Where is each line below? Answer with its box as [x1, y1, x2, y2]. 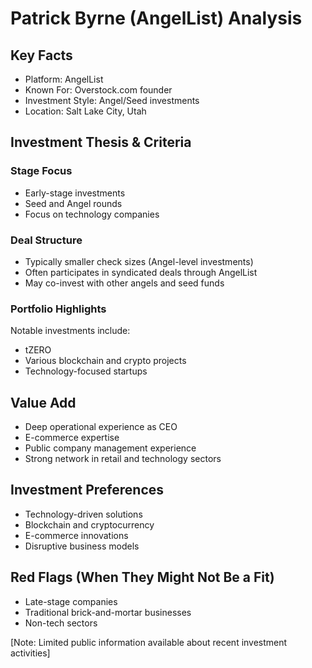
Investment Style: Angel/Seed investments [24, 95, 200, 106]
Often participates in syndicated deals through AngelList [24, 266, 258, 278]
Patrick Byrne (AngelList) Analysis [10, 7, 303, 30]
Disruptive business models [24, 540, 140, 552]
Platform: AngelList [24, 73, 104, 85]
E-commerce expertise [24, 432, 120, 444]
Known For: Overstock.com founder [24, 84, 173, 96]
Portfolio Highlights [10, 302, 107, 316]
